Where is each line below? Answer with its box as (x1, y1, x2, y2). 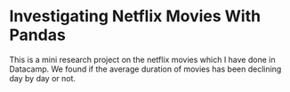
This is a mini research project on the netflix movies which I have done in (9, 54, 276, 65)
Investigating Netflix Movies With (9, 6, 261, 27)
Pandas (9, 25, 67, 45)
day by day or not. (9, 73, 77, 83)
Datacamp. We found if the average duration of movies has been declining (9, 64, 282, 74)
